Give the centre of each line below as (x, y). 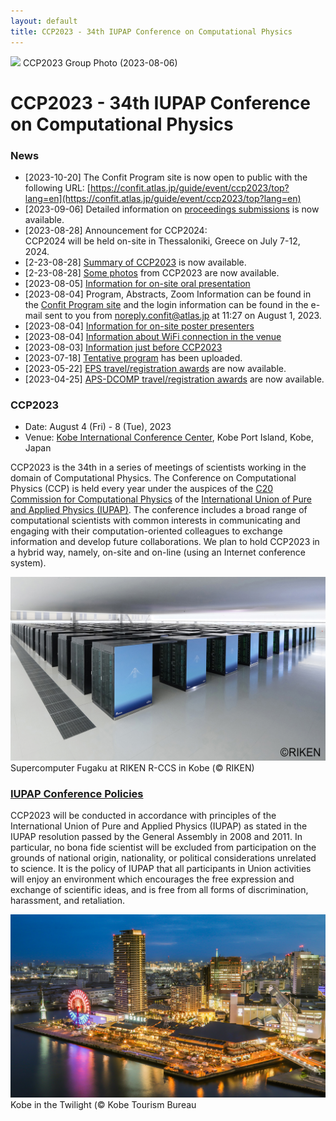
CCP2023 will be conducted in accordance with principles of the (143, 815)
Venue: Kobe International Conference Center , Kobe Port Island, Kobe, (169, 437)
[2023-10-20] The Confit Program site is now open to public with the (166, 177)
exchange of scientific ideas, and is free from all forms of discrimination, (159, 889)
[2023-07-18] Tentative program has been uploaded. (133, 357)
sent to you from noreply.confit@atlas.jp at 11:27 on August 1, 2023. (183, 315)
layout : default (44, 21)
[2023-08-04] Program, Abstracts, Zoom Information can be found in (168, 294)
